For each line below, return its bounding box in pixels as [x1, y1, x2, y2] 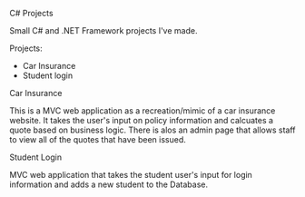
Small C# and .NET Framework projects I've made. [9, 25, 198, 35]
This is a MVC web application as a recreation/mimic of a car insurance [9, 105, 276, 116]
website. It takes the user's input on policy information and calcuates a [9, 115, 274, 125]
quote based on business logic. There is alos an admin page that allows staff [9, 124, 296, 135]
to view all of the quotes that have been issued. [9, 134, 186, 144]
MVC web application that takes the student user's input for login [9, 170, 252, 180]
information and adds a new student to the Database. [9, 179, 209, 190]
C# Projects [9, 8, 54, 18]
